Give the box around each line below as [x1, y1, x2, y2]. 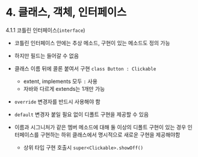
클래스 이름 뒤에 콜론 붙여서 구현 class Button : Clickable [14, 64, 156, 72]
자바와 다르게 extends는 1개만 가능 [23, 85, 105, 92]
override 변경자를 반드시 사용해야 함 [14, 97, 101, 105]
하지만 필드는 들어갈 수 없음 [14, 52, 79, 59]
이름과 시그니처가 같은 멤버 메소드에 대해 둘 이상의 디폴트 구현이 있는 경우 [14, 123, 187, 131]
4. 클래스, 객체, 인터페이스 [5, 5, 127, 19]
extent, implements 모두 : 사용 [23, 78, 97, 85]
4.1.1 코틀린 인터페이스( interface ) [5, 26, 85, 34]
